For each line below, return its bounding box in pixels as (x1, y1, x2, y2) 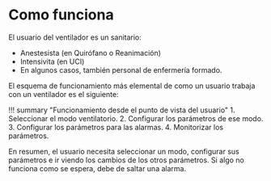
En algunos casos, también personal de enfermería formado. (19, 65, 222, 74)
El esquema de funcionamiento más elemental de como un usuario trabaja (8, 81, 256, 90)
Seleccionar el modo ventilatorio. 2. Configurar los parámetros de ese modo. (8, 113, 264, 123)
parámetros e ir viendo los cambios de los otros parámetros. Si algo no (8, 155, 244, 165)
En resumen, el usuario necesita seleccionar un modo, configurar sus (8, 146, 240, 156)
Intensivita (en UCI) (19, 57, 85, 66)
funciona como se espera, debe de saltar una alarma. (8, 163, 187, 173)
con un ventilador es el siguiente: (8, 89, 119, 99)
